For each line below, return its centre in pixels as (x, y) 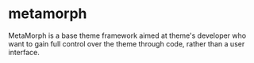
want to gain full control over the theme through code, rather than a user (127, 43)
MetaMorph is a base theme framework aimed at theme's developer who (127, 35)
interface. (24, 52)
